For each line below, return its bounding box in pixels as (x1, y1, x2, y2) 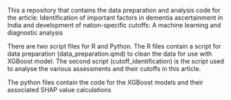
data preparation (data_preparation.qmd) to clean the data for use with (7, 49, 213, 58)
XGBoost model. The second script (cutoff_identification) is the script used (7, 57, 225, 65)
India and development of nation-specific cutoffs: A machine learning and (7, 21, 221, 29)
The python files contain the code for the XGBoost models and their (7, 78, 204, 87)
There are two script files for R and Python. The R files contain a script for (7, 42, 222, 50)
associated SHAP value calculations (7, 86, 111, 94)
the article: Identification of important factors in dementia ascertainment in (7, 13, 223, 22)
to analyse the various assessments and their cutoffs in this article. (7, 65, 201, 73)
